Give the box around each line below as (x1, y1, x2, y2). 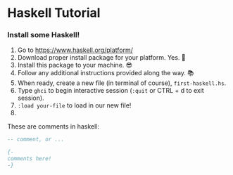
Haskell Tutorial (7, 5, 101, 21)
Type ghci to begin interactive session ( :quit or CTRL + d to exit (17, 86, 204, 95)
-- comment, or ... (7, 136, 65, 143)
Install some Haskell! (7, 30, 80, 40)
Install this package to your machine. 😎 (17, 61, 132, 70)
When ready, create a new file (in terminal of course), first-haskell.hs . (17, 79, 227, 87)
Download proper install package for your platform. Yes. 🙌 (17, 53, 187, 62)
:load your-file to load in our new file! (17, 101, 132, 110)
